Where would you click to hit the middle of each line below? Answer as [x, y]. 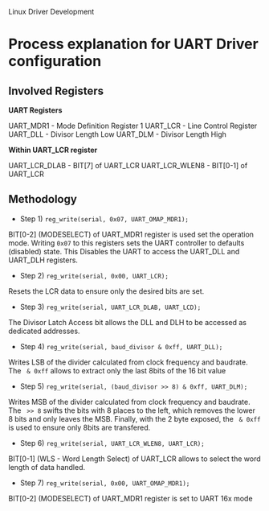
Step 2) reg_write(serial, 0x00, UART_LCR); [94, 275]
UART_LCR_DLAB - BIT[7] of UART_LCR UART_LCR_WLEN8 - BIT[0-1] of [128, 165]
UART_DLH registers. [43, 260]
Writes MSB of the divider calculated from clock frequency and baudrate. [129, 402]
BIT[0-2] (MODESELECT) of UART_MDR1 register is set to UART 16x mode [130, 498]
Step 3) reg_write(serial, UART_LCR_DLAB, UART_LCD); [110, 307]
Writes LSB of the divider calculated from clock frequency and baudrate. [128, 362]
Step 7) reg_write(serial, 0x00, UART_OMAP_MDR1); [105, 483]
